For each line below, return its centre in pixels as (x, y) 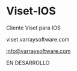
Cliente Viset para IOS (34, 28)
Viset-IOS (31, 11)
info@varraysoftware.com (38, 51)
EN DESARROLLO (28, 63)
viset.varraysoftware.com (38, 39)
